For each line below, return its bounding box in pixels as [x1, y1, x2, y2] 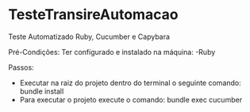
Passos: [8, 62, 34, 72]
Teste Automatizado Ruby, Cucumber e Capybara [8, 32, 171, 41]
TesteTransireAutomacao [8, 6, 179, 24]
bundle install [19, 86, 64, 96]
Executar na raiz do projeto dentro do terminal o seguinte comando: [19, 78, 242, 87]
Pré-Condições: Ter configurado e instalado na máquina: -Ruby [8, 47, 216, 56]
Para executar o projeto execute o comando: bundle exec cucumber [19, 95, 243, 104]
